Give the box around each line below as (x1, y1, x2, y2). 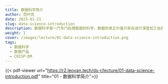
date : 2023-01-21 (5, 16, 41, 21)
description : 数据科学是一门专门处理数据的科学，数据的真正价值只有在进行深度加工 (5, 26, 157, 31)
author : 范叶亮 (5, 12, 34, 17)
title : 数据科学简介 (5, 7, 43, 12)
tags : (5, 40, 16, 45)
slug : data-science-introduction (5, 21, 75, 26)
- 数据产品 (9, 49, 29, 54)
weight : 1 (5, 30, 26, 35)
